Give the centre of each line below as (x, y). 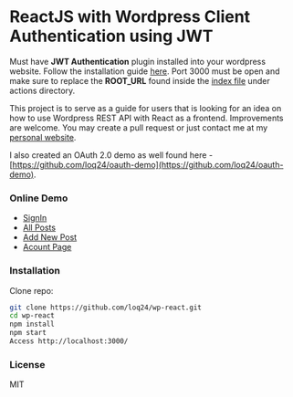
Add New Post (50, 237)
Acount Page (47, 247)
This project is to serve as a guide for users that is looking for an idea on (146, 108)
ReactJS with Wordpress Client (130, 17)
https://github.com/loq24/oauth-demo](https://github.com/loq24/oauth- (148, 164)
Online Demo (39, 198)
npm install (32, 324)
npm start (28, 333)
